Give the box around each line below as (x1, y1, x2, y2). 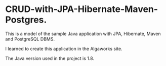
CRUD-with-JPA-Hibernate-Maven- (5, 3, 158, 15)
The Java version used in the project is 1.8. (5, 55, 95, 61)
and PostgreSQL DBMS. (5, 36, 55, 42)
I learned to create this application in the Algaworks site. (5, 45, 122, 51)
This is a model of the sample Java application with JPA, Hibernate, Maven (5, 30, 161, 36)
